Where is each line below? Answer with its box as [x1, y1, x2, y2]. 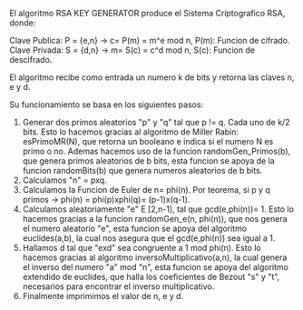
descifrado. [9, 55, 53, 65]
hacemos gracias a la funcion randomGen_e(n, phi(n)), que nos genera [22, 214, 288, 224]
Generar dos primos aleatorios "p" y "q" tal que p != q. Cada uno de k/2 [22, 117, 290, 127]
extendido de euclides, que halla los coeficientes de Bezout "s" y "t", [22, 272, 280, 282]
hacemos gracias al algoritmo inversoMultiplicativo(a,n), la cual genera [22, 252, 288, 263]
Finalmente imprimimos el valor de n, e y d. [22, 291, 184, 301]
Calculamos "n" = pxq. [22, 175, 107, 185]
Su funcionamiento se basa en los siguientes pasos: [9, 99, 204, 110]
